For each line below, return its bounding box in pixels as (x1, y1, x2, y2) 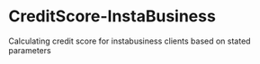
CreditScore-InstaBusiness (8, 6, 217, 27)
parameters (8, 44, 51, 55)
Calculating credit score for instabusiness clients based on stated (8, 36, 251, 46)
